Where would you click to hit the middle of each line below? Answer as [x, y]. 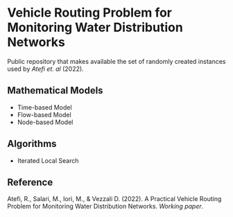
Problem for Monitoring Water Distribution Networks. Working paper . [105, 207]
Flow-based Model [44, 114]
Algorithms [32, 144]
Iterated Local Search [48, 160]
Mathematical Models [55, 90]
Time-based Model [44, 107]
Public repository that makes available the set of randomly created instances [116, 61]
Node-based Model [45, 122]
